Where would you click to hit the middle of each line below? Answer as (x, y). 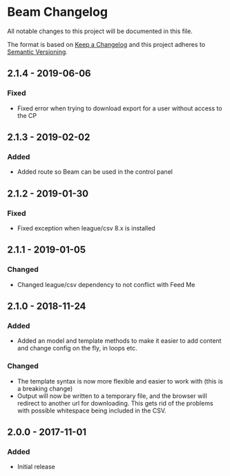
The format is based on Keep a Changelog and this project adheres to (106, 44)
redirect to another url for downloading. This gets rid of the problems (115, 403)
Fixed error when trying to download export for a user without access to (119, 108)
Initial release (36, 467)
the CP (27, 115)
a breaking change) (45, 388)
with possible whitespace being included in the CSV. (92, 410)
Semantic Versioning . (37, 52)
